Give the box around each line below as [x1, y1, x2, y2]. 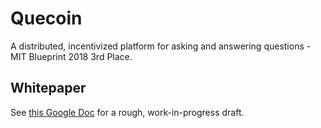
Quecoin [10, 7, 83, 30]
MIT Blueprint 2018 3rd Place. [10, 50, 133, 62]
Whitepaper [10, 80, 87, 97]
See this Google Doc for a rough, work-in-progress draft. [10, 106, 245, 118]
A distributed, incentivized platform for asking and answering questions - [10, 40, 312, 52]
